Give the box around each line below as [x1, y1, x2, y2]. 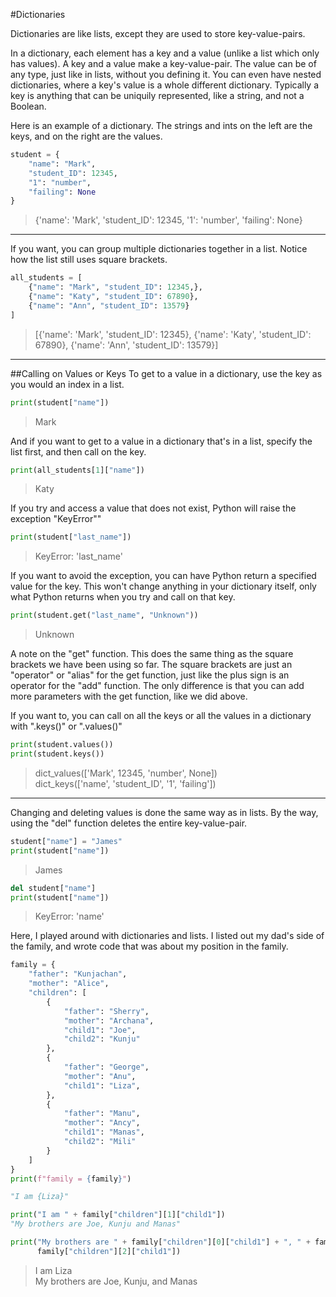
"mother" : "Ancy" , [63, 1118, 141, 1128]
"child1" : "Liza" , [63, 1080, 141, 1091]
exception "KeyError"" [10, 513, 102, 525]
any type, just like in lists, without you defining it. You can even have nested [10, 69, 322, 80]
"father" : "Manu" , [63, 1109, 141, 1119]
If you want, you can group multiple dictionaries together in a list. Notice [10, 243, 308, 255]
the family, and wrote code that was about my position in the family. [10, 940, 289, 953]
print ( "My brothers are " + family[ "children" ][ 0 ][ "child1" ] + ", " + [10, 1237, 311, 1247]
